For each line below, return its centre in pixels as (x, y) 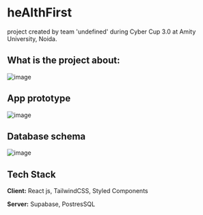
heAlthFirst (40, 13)
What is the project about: (64, 61)
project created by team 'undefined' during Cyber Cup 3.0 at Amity (101, 31)
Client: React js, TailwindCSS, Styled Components (78, 191)
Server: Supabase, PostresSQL (51, 204)
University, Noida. (32, 38)
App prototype (39, 98)
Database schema (46, 136)
